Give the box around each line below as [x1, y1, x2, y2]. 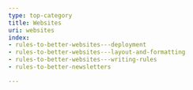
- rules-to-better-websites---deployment [8, 41, 147, 49]
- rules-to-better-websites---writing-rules [8, 56, 157, 64]
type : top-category [8, 11, 73, 20]
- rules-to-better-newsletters [8, 63, 112, 71]
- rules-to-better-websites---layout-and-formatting [8, 48, 186, 56]
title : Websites [8, 19, 62, 27]
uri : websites [8, 26, 55, 34]
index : [8, 33, 30, 42]
